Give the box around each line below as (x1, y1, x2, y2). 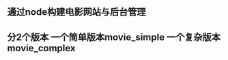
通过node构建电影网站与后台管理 (7, 6, 146, 18)
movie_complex (7, 42, 76, 54)
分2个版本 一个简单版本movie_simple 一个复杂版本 (7, 31, 220, 42)
